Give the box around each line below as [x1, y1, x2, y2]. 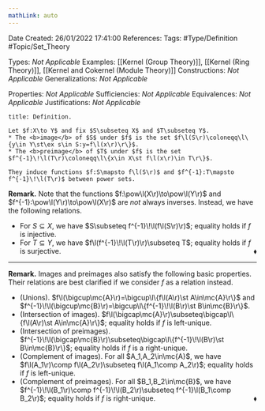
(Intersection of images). [19, 309, 100, 319]
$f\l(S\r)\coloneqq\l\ [174, 134, 248, 141]
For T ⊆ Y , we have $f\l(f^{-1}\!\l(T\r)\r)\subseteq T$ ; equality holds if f [19, 238, 251, 247]
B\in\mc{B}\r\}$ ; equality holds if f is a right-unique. [19, 343, 188, 353]
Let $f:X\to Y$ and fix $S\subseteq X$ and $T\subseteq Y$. [8, 126, 211, 134]
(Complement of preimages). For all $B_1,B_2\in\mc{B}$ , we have [19, 376, 232, 386]
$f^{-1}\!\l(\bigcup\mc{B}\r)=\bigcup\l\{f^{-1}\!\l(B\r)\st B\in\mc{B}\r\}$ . [19, 301, 251, 311]
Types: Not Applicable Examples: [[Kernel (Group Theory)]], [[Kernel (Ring [8, 57, 250, 66]
